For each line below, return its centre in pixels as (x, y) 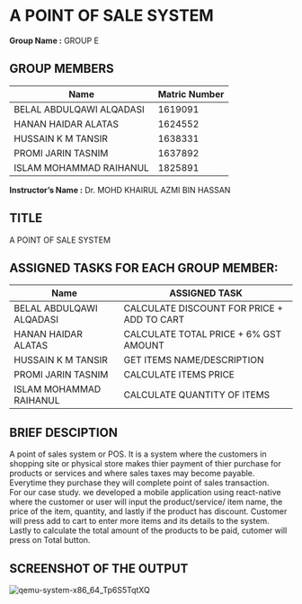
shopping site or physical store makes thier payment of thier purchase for (145, 464)
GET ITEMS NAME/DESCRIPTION (194, 360)
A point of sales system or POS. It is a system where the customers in (138, 454)
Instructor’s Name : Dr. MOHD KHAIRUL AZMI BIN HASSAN (120, 190)
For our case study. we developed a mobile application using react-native (145, 493)
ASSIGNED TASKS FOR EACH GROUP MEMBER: (144, 267)
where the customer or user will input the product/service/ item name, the (146, 502)
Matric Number (191, 93)
